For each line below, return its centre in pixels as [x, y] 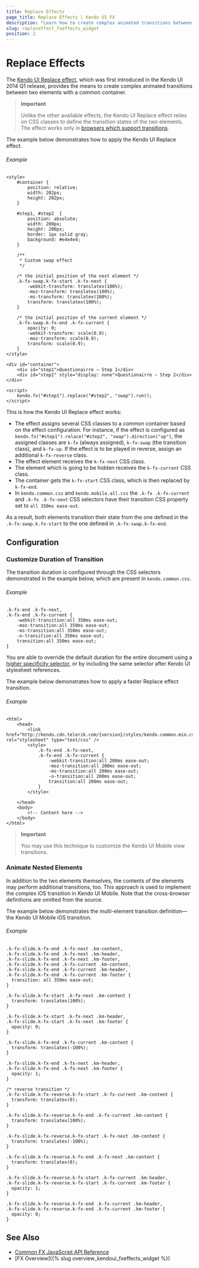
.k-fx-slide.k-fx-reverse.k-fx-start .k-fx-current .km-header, [87, 1178]
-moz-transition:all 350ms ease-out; [63, 626]
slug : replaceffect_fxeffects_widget [53, 28]
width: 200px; [45, 224]
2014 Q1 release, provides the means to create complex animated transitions [99, 86]
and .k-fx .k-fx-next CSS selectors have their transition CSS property [101, 500]
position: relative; [53, 188]
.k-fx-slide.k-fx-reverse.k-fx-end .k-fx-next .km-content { [83, 1157]
